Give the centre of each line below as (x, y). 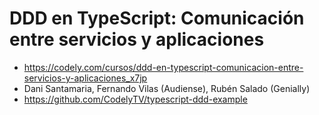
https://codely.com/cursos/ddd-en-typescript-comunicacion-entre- (163, 67)
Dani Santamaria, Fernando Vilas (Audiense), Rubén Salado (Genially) (167, 88)
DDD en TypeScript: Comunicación (157, 18)
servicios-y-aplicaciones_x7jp (85, 78)
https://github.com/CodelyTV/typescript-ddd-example (135, 99)
